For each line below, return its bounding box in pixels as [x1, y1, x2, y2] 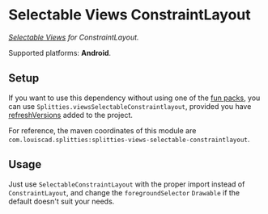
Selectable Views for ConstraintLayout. [8, 32, 139, 42]
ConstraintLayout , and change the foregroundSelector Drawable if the [8, 187, 240, 197]
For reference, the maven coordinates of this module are [8, 125, 197, 135]
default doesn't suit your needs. [8, 196, 115, 206]
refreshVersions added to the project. [8, 110, 134, 120]
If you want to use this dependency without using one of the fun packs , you [8, 93, 261, 103]
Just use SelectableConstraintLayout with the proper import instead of [8, 179, 245, 189]
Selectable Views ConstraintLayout [8, 6, 251, 24]
